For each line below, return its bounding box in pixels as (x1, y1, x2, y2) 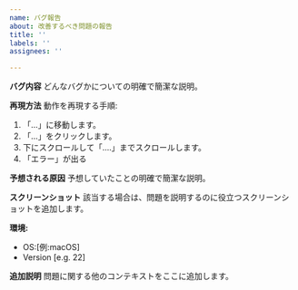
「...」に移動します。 (22, 120, 102, 130)
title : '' (9, 30, 47, 39)
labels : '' (9, 38, 51, 48)
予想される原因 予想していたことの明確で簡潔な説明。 (9, 173, 211, 184)
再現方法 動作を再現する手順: (9, 101, 118, 111)
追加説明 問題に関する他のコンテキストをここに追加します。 (9, 271, 234, 282)
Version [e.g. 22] (22, 252, 86, 263)
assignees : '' (9, 47, 64, 56)
